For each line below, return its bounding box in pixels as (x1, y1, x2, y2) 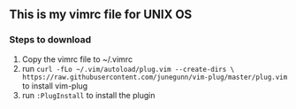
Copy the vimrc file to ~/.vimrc (21, 53, 133, 65)
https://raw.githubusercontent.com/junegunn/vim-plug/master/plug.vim (21, 73, 288, 82)
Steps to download (9, 34, 92, 46)
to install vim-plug (21, 80, 88, 91)
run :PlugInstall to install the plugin (21, 90, 156, 100)
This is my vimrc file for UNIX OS (9, 7, 193, 22)
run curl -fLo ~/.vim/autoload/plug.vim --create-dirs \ (21, 63, 235, 74)
